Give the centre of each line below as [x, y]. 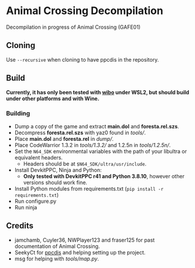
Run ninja [26, 207]
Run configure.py [35, 201]
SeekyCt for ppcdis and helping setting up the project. [80, 252]
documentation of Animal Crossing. [57, 246]
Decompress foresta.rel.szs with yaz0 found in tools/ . [80, 133]
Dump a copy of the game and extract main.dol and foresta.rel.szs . [97, 126]
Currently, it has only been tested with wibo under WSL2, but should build [97, 92]
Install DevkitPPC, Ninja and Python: [58, 170]
